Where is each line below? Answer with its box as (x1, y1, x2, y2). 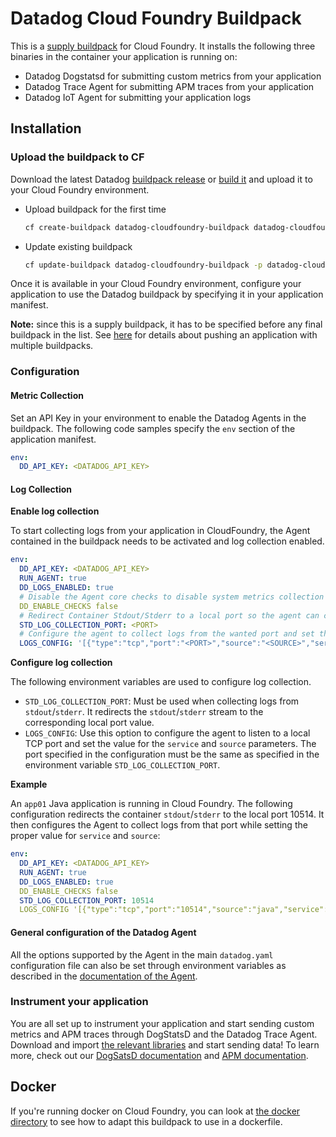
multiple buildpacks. (10, 340, 94, 352)
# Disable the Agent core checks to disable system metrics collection (19, 592, 325, 602)
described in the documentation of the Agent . (10, 970, 198, 982)
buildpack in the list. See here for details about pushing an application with (10, 329, 318, 341)
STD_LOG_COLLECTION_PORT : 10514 (19, 895, 155, 906)
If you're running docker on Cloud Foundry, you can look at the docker (10, 1105, 301, 1117)
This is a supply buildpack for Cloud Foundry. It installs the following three (10, 40, 316, 52)
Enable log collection (10, 505, 100, 517)
